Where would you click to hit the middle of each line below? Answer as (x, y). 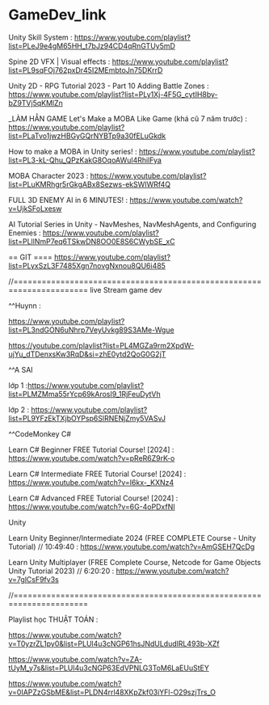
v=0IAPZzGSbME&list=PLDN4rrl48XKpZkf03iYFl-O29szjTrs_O (112, 692)
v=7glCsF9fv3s (34, 579)
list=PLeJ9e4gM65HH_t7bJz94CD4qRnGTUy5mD (92, 45)
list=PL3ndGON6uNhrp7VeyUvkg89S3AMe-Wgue (92, 330)
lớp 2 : (19, 409)
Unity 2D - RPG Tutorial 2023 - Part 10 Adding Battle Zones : (109, 86)
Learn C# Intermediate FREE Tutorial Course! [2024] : (97, 474)
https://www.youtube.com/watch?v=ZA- (76, 659)
